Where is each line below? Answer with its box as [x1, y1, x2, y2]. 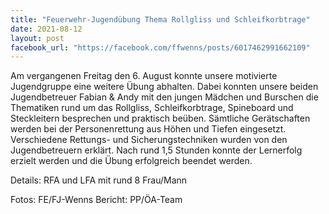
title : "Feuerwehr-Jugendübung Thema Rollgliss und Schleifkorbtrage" [10, 14, 311, 25]
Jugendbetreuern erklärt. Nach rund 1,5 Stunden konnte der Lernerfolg [10, 144, 303, 156]
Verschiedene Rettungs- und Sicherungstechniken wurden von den [10, 134, 288, 146]
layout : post [10, 33, 65, 43]
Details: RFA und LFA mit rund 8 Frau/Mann [10, 174, 188, 186]
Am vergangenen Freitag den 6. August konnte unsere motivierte [10, 70, 278, 82]
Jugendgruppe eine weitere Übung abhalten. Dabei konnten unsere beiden [10, 81, 319, 93]
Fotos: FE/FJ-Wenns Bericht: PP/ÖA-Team [10, 194, 183, 206]
